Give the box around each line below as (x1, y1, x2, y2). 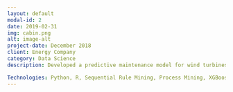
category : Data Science (7, 55, 76, 62)
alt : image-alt (7, 36, 51, 43)
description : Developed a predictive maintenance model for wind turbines (7, 62, 228, 68)
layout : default (7, 10, 54, 17)
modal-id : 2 (7, 17, 42, 24)
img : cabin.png (7, 29, 51, 37)
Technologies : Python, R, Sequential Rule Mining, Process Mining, (7, 74, 207, 81)
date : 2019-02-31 (7, 23, 58, 30)
